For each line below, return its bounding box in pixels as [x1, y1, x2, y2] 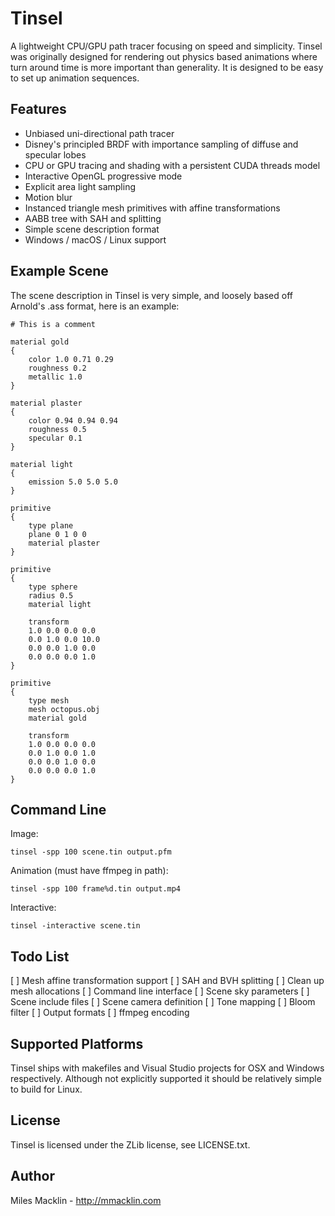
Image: [10, 828, 39, 840]
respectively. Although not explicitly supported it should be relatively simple [10, 1073, 322, 1084]
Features [10, 101, 67, 118]
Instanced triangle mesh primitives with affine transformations [24, 202, 281, 214]
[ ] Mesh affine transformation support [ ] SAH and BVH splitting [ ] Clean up [10, 975, 325, 987]
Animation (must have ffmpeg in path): [10, 865, 169, 877]
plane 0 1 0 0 [28, 529, 87, 539]
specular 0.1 [28, 433, 83, 443]
